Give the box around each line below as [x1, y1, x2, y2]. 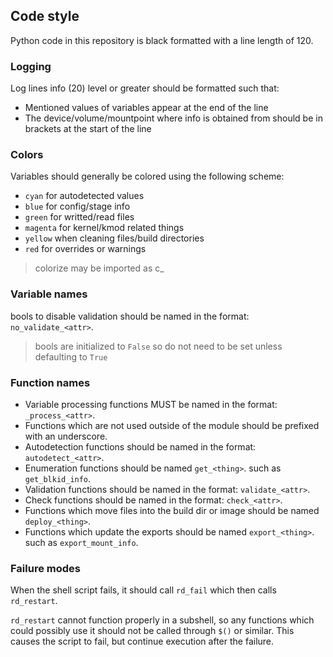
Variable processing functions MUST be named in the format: [24, 399, 278, 410]
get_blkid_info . [24, 473, 92, 484]
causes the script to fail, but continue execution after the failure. [10, 635, 275, 648]
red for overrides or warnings [24, 243, 147, 255]
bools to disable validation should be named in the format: [10, 310, 250, 322]
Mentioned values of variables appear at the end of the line [24, 102, 269, 114]
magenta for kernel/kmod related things [24, 222, 185, 234]
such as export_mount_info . [24, 537, 139, 548]
